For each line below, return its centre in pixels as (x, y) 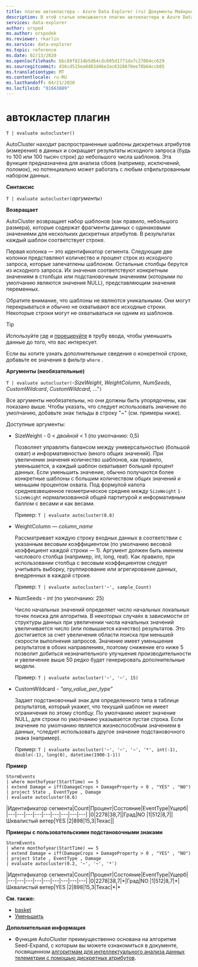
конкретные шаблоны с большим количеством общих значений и (98, 478)
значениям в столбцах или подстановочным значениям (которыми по (95, 276)
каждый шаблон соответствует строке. (56, 240)
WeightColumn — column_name (54, 526)
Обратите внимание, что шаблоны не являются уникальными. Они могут (98, 300)
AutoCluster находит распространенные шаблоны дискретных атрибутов (98, 144)
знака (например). (38, 738)
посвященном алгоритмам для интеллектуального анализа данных (100, 951)
